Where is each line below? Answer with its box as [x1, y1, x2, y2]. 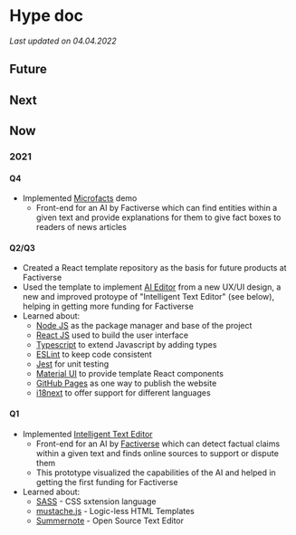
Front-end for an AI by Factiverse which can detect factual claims [35, 438, 281, 449]
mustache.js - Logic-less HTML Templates [35, 505, 195, 516]
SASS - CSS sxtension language [35, 495, 157, 507]
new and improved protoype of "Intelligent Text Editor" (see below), [22, 291, 274, 302]
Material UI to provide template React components [35, 368, 224, 379]
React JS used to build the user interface [35, 330, 188, 340]
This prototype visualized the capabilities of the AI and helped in [35, 467, 276, 478]
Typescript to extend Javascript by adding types [35, 339, 217, 350]
